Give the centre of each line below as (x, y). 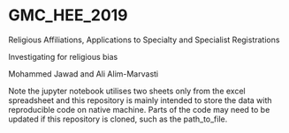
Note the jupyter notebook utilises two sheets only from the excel (127, 91)
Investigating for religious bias (63, 56)
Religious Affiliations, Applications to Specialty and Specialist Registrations (144, 40)
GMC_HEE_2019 (68, 15)
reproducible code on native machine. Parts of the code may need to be (139, 109)
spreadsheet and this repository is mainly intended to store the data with (140, 100)
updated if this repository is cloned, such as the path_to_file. (118, 119)
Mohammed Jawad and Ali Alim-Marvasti (84, 74)
